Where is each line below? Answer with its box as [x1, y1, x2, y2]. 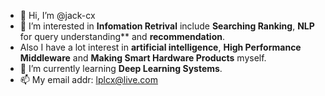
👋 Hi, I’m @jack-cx [19, 10, 96, 21]
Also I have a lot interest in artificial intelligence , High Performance [19, 41, 302, 53]
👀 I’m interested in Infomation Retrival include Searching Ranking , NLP [19, 20, 315, 32]
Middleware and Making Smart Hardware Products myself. [19, 52, 267, 64]
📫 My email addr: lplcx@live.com [19, 74, 159, 85]
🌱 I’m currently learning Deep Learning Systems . [19, 63, 223, 74]
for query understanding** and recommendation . [19, 31, 225, 42]
